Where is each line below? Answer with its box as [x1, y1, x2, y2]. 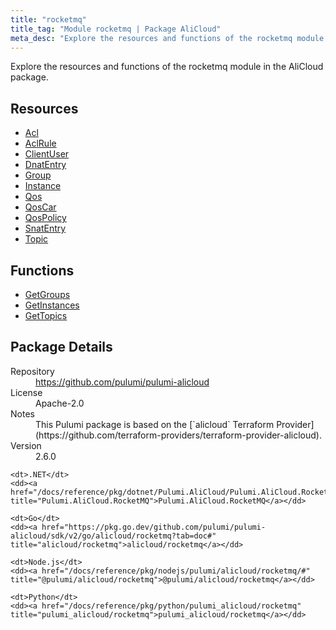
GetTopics [24, 310, 68, 321]
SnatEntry [24, 222, 67, 235]
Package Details [10, 339, 113, 356]
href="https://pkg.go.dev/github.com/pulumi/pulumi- [41, 522, 267, 532]
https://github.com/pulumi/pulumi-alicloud [35, 376, 210, 388]
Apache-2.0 [35, 397, 85, 409]
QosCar [24, 201, 57, 213]
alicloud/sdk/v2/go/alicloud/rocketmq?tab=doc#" [10, 531, 217, 541]
